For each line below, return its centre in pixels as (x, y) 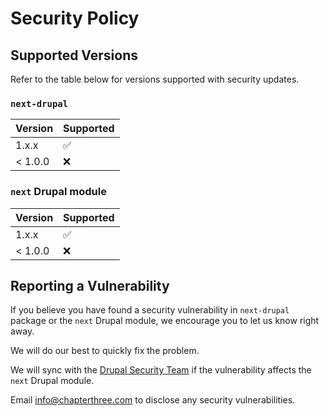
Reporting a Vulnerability (90, 285)
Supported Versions (74, 55)
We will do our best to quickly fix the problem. (105, 351)
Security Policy (75, 18)
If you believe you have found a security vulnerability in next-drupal (150, 310)
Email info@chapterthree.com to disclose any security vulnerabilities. (153, 400)
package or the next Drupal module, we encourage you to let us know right (165, 321)
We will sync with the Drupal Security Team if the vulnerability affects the (161, 370)
